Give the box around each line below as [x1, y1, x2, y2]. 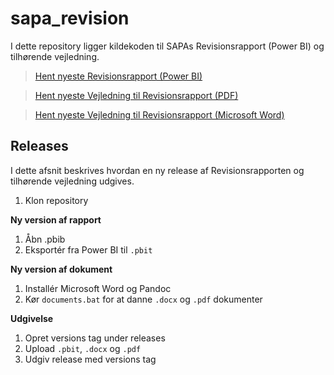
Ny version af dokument [10, 263, 113, 275]
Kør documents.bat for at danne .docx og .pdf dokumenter [24, 293, 263, 305]
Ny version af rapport [10, 213, 102, 226]
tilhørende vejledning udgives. [10, 175, 135, 187]
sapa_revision [10, 7, 130, 30]
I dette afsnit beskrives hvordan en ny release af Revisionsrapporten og [10, 164, 305, 176]
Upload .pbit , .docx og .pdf [24, 342, 142, 354]
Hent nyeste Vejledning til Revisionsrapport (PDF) [34, 89, 239, 101]
